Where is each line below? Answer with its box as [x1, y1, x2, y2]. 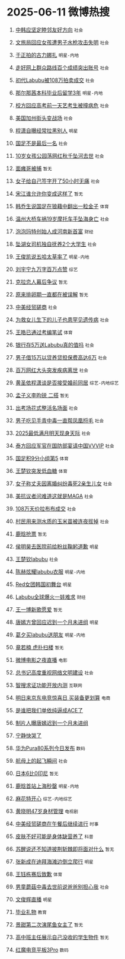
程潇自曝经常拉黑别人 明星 [15, 127, 78, 134]
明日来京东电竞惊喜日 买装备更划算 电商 [15, 694, 111, 701]
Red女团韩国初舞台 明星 [15, 581, 72, 588]
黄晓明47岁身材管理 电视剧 [15, 807, 79, 814]
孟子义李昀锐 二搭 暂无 [15, 391, 69, 399]
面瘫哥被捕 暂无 [15, 164, 52, 172]
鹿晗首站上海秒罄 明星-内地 [15, 782, 79, 789]
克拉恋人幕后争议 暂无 [15, 278, 68, 285]
